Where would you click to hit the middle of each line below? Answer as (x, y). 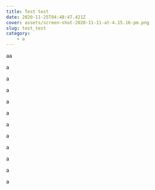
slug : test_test (26, 28)
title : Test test (28, 12)
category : (18, 34)
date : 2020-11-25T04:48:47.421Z (46, 17)
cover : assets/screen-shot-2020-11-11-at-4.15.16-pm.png (78, 22)
